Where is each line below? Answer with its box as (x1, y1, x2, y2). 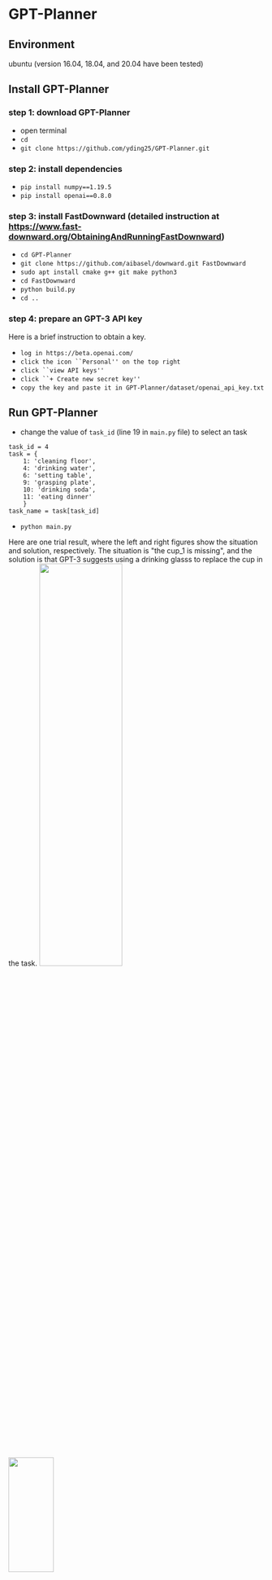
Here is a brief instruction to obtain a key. (8, 332, 146, 341)
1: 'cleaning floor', (23, 457, 96, 465)
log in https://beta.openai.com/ (19, 349, 134, 357)
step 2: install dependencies (8, 163, 123, 174)
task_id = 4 (8, 443, 49, 451)
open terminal (19, 125, 67, 135)
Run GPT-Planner (8, 405, 98, 420)
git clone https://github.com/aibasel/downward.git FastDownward (19, 260, 246, 268)
